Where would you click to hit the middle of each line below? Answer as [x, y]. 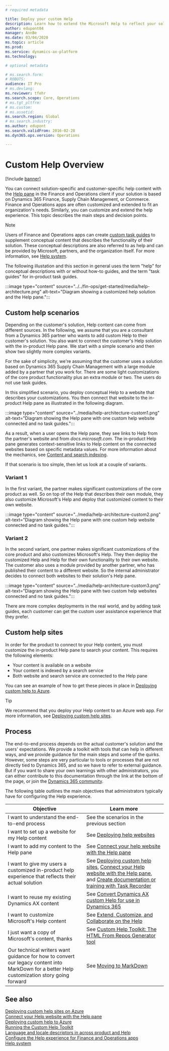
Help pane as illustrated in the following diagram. [73, 403]
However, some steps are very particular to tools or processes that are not [82, 760]
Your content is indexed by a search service [58, 670]
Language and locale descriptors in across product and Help [68, 1033]
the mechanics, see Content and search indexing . [57, 455]
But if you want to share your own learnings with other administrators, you [82, 770]
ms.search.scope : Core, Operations [43, 98]
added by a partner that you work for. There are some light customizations [82, 372]
